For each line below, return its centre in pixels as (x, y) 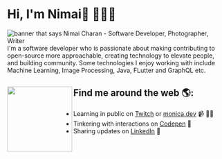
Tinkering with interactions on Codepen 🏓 (132, 124)
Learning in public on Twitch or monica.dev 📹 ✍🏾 (144, 113)
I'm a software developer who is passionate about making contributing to (111, 48)
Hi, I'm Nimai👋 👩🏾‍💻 (62, 14)
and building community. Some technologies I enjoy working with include (111, 62)
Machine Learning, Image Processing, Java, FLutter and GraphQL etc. (107, 70)
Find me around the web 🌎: (134, 93)
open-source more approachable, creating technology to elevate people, (111, 56)
